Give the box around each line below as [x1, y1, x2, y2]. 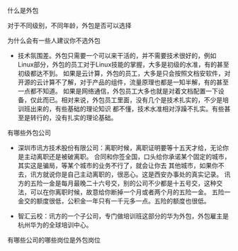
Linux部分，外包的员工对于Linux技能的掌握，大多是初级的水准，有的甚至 [17, 60, 229, 69]
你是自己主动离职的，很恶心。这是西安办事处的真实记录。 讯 [55, 170, 231, 179]
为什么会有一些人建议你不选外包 [7, 36, 101, 45]
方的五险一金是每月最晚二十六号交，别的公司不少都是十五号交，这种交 [17, 179, 223, 187]
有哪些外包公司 [7, 128, 51, 137]
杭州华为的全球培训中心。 [17, 221, 93, 229]
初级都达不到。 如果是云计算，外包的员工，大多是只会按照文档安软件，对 [17, 69, 231, 77]
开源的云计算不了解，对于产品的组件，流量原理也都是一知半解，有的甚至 [17, 78, 229, 87]
